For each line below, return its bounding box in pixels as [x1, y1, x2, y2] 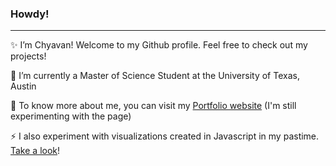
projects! [10, 50, 47, 62]
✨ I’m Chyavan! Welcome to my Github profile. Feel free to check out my [10, 39, 308, 51]
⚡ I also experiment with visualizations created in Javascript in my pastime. [10, 130, 320, 142]
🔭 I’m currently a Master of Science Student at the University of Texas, [10, 70, 300, 82]
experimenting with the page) [10, 110, 132, 122]
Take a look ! [10, 145, 61, 157]
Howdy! [10, 7, 50, 21]
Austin [10, 80, 37, 92]
